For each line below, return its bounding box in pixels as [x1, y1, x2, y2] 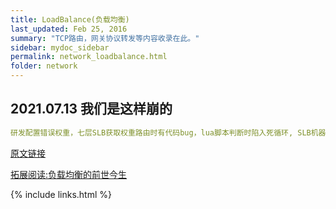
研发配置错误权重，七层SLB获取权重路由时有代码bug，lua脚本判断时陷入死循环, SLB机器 [10, 127, 327, 138]
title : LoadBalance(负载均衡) [10, 14, 130, 25]
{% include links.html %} [10, 188, 112, 200]
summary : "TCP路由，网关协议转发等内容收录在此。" [10, 33, 200, 43]
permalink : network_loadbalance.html [10, 52, 168, 62]
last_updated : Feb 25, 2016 [10, 24, 128, 34]
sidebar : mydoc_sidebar [10, 42, 110, 53]
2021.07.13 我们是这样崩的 [10, 101, 173, 118]
